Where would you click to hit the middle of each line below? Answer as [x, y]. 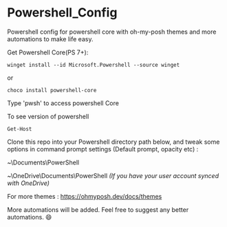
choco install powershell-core [52, 90]
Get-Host [20, 129]
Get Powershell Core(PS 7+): [48, 52]
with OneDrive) [29, 183]
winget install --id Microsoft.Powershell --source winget [94, 65]
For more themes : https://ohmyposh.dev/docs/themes [85, 196]
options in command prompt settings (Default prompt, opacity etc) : [103, 149]
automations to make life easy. [50, 39]
